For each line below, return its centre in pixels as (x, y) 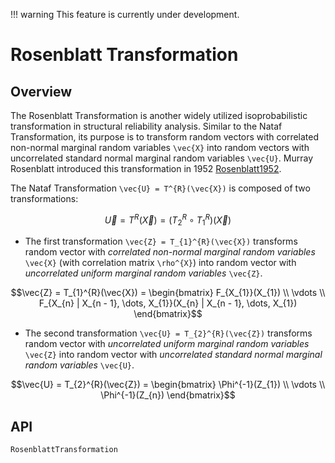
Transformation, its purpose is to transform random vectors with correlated (165, 137)
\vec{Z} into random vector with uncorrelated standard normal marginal (173, 355)
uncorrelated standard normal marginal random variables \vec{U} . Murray (162, 158)
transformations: (44, 198)
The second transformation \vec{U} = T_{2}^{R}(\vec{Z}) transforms (168, 333)
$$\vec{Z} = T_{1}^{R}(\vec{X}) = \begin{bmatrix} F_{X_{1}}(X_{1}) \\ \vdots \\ (168, 293)
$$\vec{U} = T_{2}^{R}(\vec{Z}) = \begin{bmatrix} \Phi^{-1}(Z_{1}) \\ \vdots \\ (168, 385)
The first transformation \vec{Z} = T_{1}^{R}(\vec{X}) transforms (161, 241)
